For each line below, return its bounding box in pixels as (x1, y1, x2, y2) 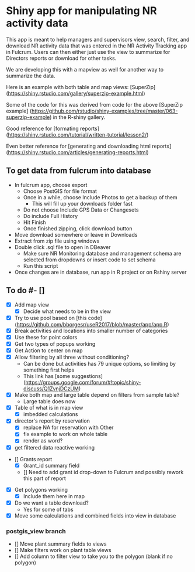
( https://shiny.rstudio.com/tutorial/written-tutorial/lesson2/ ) (6, 131, 149, 138)
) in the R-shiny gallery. (49, 113, 106, 121)
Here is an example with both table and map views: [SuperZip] (6, 83, 156, 90)
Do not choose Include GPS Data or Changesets (23, 206, 139, 213)
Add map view (14, 301, 50, 308)
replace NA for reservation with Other (23, 424, 114, 431)
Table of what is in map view (14, 404, 83, 411)
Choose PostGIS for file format (23, 188, 97, 195)
